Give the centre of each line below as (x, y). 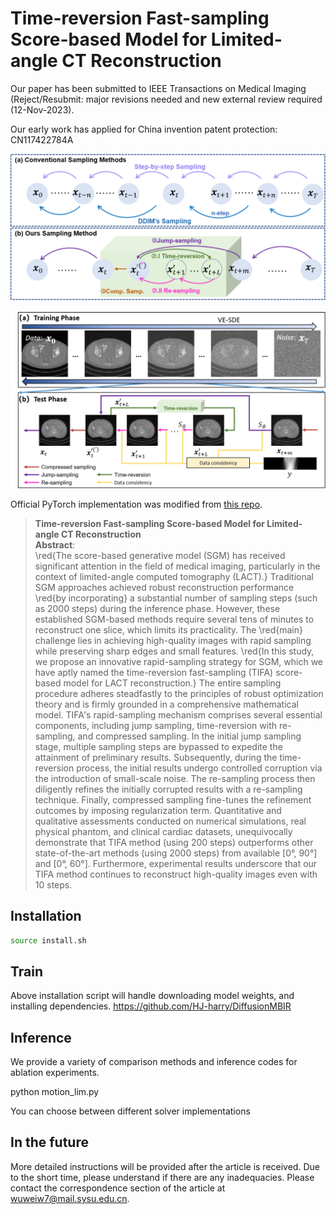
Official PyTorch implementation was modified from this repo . (136, 504)
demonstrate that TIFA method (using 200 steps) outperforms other (174, 842)
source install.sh (48, 940)
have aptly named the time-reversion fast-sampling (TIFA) (154, 672)
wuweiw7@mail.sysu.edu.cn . (70, 1198)
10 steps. (53, 884)
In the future (49, 1142)
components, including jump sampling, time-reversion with (156, 725)
